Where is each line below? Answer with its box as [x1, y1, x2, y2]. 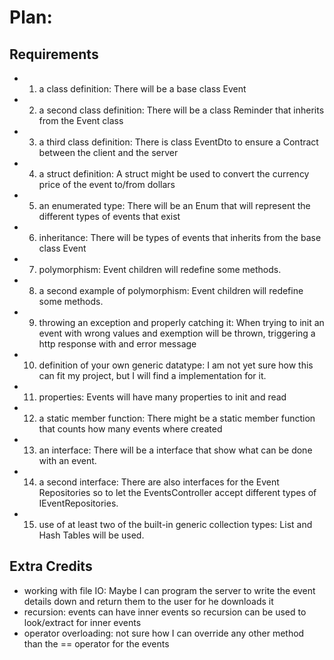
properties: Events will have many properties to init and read [38, 391, 287, 403]
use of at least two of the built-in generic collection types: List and [38, 519, 313, 530]
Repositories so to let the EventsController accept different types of [38, 487, 317, 498]
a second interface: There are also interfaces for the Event [38, 476, 280, 488]
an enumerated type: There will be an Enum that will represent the [38, 200, 311, 211]
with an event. [38, 455, 97, 466]
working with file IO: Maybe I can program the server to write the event [23, 584, 316, 596]
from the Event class [38, 115, 124, 126]
